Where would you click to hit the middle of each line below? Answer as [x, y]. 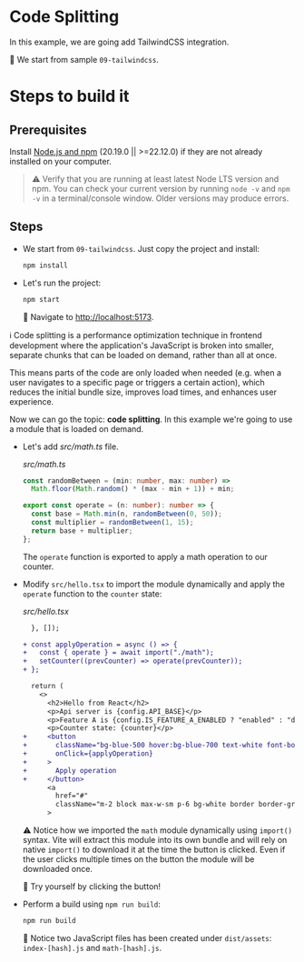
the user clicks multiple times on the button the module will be [138, 859]
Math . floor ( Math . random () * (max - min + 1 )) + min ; [133, 489]
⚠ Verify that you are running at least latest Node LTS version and [155, 178]
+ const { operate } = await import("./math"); [118, 653]
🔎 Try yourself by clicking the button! [92, 887]
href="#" [72, 796]
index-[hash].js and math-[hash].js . [92, 947]
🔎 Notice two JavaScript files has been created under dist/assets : [147, 937]
